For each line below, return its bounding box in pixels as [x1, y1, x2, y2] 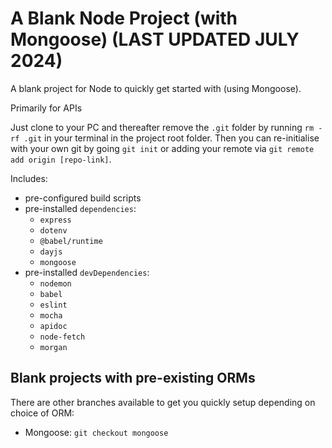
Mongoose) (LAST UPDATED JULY [10, 28, 300, 51]
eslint [39, 300, 68, 310]
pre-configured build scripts [24, 192, 142, 204]
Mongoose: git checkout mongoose [24, 426, 169, 438]
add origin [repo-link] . [10, 153, 112, 165]
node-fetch [39, 332, 86, 342]
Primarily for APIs [10, 102, 83, 114]
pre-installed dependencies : [24, 202, 137, 214]
